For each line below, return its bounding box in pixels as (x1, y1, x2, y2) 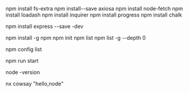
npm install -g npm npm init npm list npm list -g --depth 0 (5, 34, 146, 41)
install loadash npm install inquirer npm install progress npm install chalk (5, 11, 182, 18)
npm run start (5, 57, 39, 64)
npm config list (5, 46, 42, 53)
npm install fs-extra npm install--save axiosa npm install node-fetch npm (5, 5, 183, 12)
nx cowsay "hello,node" (5, 80, 64, 87)
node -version (5, 69, 40, 76)
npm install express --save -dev (5, 23, 84, 30)
